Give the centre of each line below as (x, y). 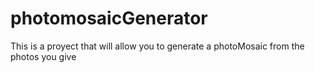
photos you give (43, 56)
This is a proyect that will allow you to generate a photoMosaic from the (157, 46)
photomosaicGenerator (109, 18)
